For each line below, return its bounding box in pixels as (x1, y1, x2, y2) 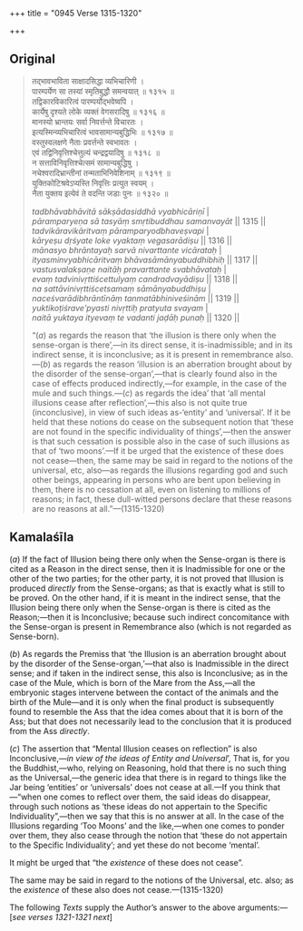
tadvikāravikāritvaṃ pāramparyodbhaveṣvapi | (31, 225, 210, 236)
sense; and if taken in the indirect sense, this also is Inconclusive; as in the (9, 667, 288, 679)
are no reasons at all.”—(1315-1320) (31, 503, 165, 514)
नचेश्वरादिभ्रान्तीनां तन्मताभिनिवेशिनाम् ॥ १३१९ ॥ (31, 167, 171, 178)
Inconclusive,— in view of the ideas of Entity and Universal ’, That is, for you (9, 752, 290, 763)
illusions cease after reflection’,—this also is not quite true (31, 397, 248, 407)
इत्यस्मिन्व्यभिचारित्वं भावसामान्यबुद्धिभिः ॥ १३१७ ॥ (31, 126, 174, 137)
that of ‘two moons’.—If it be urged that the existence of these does (31, 445, 284, 456)
